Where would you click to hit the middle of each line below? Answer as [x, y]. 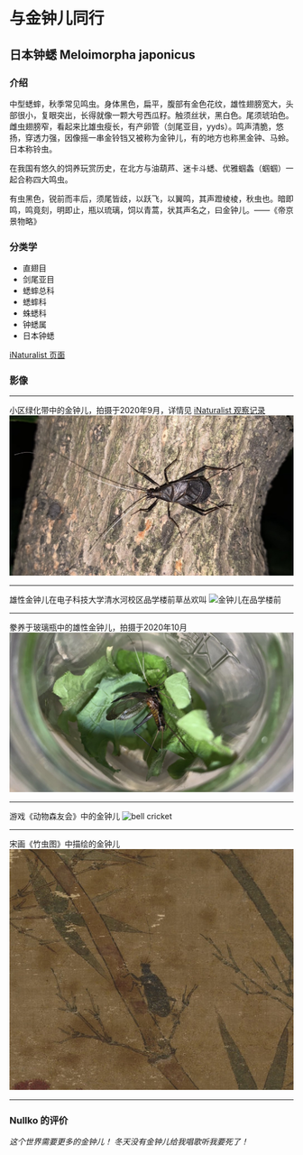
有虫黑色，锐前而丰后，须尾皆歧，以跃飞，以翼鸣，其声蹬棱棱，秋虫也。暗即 [151, 199]
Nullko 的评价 [39, 1120]
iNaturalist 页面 [37, 355]
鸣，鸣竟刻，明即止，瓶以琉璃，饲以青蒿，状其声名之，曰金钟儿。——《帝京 [151, 209]
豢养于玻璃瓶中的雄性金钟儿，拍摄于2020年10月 [98, 627]
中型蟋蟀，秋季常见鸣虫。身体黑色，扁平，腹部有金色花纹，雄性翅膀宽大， [147, 104]
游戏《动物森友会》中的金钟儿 [64, 817]
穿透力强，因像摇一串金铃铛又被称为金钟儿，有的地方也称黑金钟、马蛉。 [159, 137]
